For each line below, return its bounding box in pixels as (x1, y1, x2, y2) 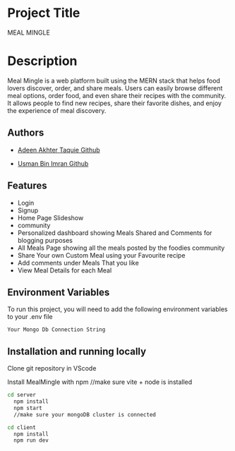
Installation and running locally (7, 345, 147, 357)
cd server (7, 392, 37, 399)
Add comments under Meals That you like (17, 258, 139, 267)
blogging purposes (17, 236, 73, 244)
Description (7, 53, 78, 69)
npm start (13, 404, 42, 411)
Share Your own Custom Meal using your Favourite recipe (17, 251, 186, 259)
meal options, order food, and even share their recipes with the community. (7, 91, 227, 100)
